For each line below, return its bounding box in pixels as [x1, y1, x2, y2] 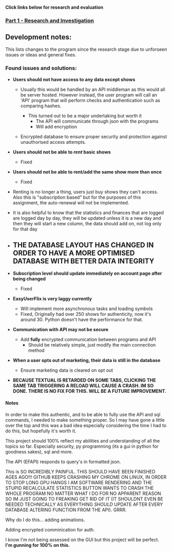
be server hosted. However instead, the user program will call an [20, 91, 158, 98]
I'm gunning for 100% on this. [5, 542, 70, 548]
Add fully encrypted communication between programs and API [20, 336, 157, 342]
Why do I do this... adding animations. [5, 517, 85, 523]
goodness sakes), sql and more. [5, 448, 73, 454]
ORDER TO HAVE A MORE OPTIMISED [12, 249, 135, 258]
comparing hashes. [20, 103, 62, 109]
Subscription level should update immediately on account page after [12, 270, 162, 277]
